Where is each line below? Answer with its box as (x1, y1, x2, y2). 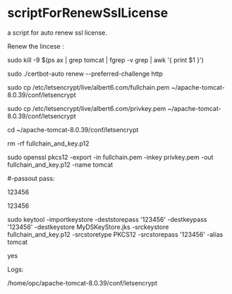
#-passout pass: (7, 174, 55, 182)
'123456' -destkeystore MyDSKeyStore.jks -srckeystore (7, 223, 169, 231)
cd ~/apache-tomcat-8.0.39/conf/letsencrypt (7, 125, 139, 134)
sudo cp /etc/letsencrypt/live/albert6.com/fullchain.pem (7, 83, 170, 91)
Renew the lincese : (7, 42, 65, 50)
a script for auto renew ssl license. (7, 28, 108, 37)
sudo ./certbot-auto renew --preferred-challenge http (7, 69, 164, 78)
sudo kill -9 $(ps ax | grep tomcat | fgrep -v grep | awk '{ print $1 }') (7, 55, 204, 64)
